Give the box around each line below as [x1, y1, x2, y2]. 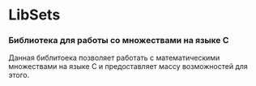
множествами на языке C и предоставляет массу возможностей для [8, 62, 249, 71]
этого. [8, 71, 30, 80]
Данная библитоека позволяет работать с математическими [8, 53, 220, 62]
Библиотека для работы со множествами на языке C [8, 35, 229, 46]
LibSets [8, 6, 61, 24]
